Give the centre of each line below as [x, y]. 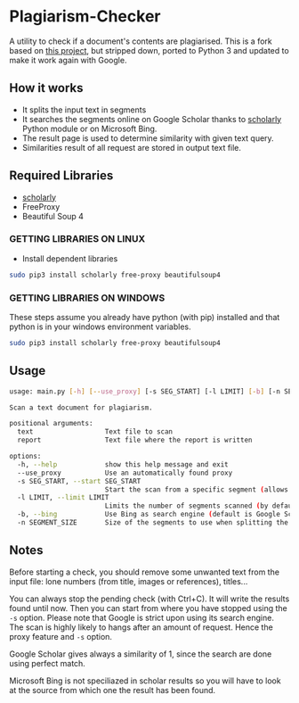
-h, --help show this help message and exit [123, 464]
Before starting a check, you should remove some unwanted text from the [145, 572]
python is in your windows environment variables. [100, 327]
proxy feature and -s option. [61, 636]
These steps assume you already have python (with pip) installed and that [145, 318]
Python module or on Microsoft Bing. [89, 128]
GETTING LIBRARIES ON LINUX [77, 239]
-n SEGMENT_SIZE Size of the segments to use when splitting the [153, 523]
